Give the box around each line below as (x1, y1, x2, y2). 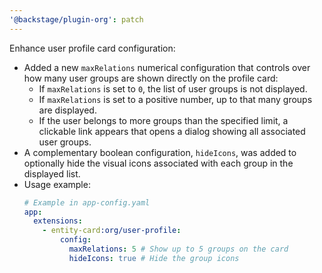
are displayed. (38, 104, 97, 116)
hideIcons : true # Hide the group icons (68, 253, 240, 263)
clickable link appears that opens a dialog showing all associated (38, 125, 306, 137)
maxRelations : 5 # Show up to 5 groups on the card (68, 244, 289, 254)
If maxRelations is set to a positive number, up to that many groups (38, 93, 313, 105)
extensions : (33, 216, 83, 226)
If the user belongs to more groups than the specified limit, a (38, 114, 289, 126)
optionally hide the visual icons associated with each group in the (23, 157, 294, 169)
